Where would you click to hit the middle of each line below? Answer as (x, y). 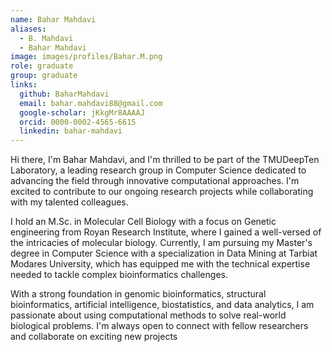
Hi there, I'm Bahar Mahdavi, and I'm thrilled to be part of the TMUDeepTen (165, 160)
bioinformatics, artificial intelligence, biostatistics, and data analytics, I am (162, 305)
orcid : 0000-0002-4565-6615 (78, 122)
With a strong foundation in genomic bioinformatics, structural (138, 294)
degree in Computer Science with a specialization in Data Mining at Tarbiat (164, 253)
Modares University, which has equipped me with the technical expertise (160, 264)
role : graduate (42, 66)
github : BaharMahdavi (64, 94)
